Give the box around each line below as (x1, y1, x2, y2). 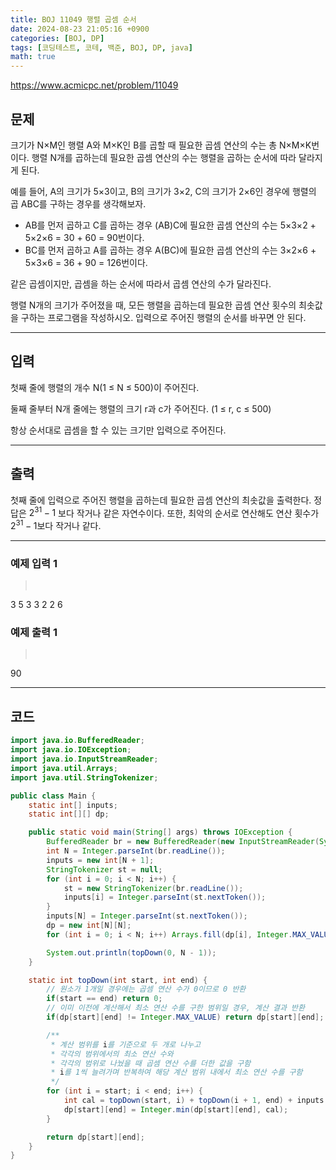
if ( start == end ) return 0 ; (46, 994, 163, 1004)
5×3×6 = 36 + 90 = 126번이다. (24, 256, 148, 268)
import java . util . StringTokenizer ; (10, 772, 159, 783)
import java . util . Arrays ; (10, 763, 118, 773)
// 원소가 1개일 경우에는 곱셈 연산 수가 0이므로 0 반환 (46, 984, 247, 995)
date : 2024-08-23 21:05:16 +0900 (10, 24, 150, 34)
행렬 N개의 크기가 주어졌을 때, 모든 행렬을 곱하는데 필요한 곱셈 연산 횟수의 (10, 299, 297, 311)
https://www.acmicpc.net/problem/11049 (10, 79, 179, 91)
